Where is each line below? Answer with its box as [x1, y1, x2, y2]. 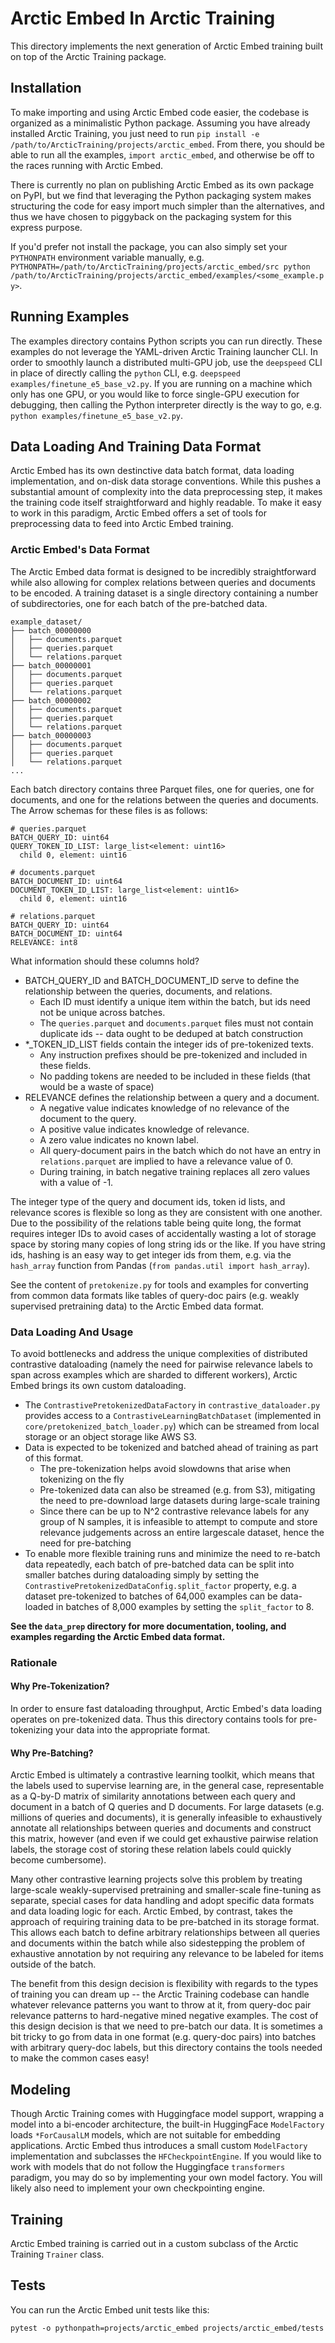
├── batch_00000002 [10, 695, 92, 706]
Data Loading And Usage [10, 1325, 134, 1339]
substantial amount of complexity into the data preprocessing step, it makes [10, 486, 323, 498]
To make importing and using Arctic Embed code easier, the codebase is [10, 106, 310, 118]
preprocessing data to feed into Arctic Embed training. [10, 518, 234, 530]
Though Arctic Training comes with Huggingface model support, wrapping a [10, 2108, 325, 2120]
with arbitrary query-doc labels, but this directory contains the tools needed [10, 2042, 323, 2054]
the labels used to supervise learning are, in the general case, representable [10, 1780, 325, 1792]
